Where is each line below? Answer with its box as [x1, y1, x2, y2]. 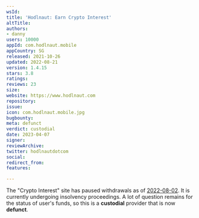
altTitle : [6, 20, 31, 26]
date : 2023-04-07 [6, 132, 50, 138]
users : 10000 [6, 37, 39, 43]
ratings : [6, 76, 28, 82]
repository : [6, 98, 36, 104]
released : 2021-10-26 [6, 53, 61, 59]
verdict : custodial [6, 126, 55, 132]
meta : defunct [6, 121, 42, 127]
